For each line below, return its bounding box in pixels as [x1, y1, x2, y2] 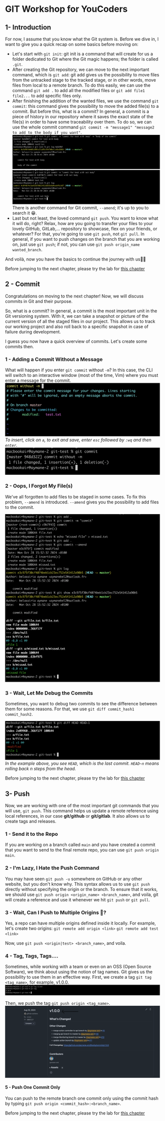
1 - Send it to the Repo [5, 831, 58, 838]
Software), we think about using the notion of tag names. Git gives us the [5, 969, 153, 975]
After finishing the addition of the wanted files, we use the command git [12, 98, 159, 104]
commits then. [5, 343, 34, 349]
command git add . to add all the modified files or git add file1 [12, 88, 145, 93]
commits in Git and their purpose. [5, 298, 73, 304]
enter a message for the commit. [5, 378, 71, 384]
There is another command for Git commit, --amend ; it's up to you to [12, 205, 149, 210]
